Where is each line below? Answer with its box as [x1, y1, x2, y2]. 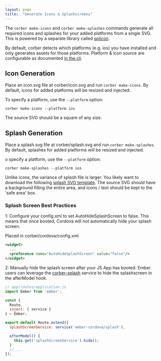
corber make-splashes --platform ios [5, 166, 82, 171]
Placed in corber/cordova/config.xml [5, 233, 79, 239]
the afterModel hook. [5, 275, 47, 281]
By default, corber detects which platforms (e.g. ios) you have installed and [5, 45, 157, 51]
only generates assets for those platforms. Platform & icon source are [5, 50, 145, 56]
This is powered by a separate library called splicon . [5, 35, 110, 41]
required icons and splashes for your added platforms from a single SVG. [5, 30, 152, 36]
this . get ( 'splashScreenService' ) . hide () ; [14, 338, 99, 343]
